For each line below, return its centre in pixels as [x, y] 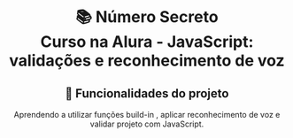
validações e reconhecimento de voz [147, 61]
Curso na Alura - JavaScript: [147, 42]
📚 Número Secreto [147, 17]
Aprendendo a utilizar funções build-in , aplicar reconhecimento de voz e [147, 115]
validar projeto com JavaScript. [147, 124]
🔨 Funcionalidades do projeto [147, 93]
